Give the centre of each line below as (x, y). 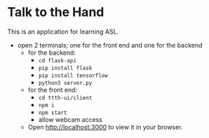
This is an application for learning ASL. (63, 32)
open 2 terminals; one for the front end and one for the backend (110, 45)
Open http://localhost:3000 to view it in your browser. (105, 127)
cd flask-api (58, 60)
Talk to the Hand (56, 12)
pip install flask (65, 68)
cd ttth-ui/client (65, 98)
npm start (53, 113)
